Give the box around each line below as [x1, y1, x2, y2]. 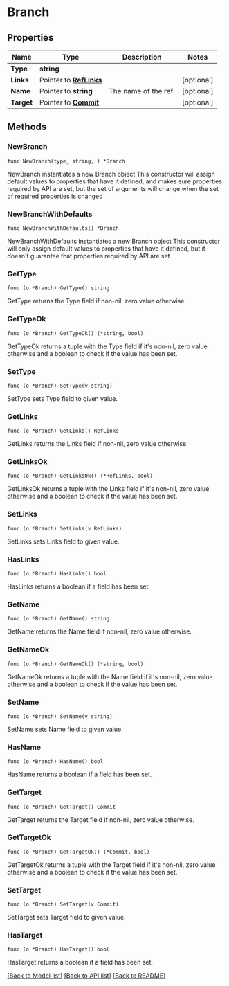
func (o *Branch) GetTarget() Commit [7, 803, 116, 810]
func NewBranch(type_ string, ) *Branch [7, 157, 126, 165]
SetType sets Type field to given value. [7, 394, 118, 402]
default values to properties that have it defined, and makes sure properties [7, 177, 223, 186]
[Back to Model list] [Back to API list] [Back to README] [7, 971, 166, 980]
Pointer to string [39, 87, 93, 96]
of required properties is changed [7, 192, 103, 200]
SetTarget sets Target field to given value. [7, 913, 126, 922]
